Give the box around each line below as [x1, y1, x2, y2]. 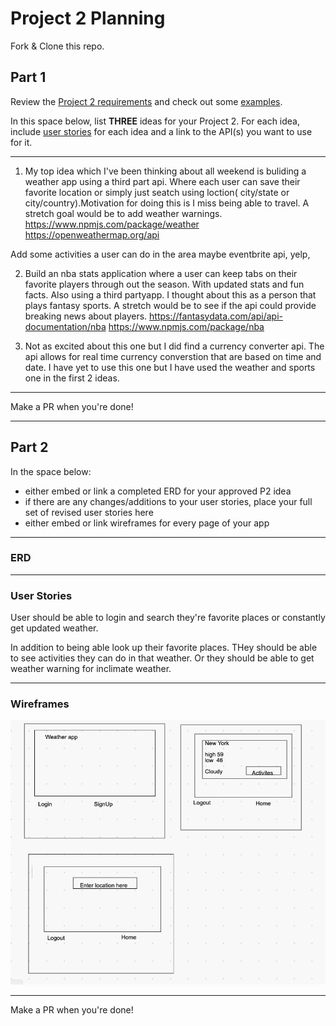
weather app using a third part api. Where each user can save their [24, 175, 301, 187]
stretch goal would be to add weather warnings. [24, 207, 223, 219]
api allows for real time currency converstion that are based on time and [24, 350, 322, 362]
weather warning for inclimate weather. [10, 663, 172, 675]
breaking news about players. [24, 310, 148, 322]
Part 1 [10, 69, 47, 86]
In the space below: [10, 465, 92, 477]
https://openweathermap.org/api [24, 228, 160, 241]
